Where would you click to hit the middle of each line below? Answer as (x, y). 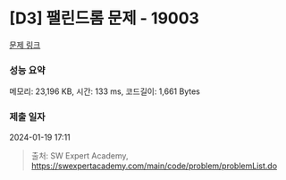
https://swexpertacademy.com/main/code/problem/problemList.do (154, 166)
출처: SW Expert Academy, (80, 155)
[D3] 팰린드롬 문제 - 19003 (104, 18)
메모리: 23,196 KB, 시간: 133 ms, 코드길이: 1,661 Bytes (105, 91)
